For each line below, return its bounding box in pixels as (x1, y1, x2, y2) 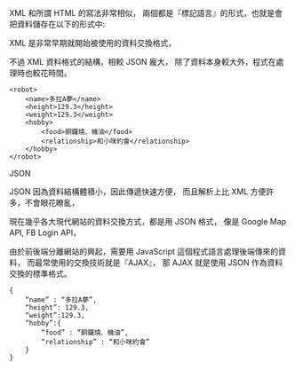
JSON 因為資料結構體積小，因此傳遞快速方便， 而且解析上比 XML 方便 (9, 186, 267, 197)
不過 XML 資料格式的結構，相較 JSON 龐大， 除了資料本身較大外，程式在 (9, 57, 277, 67)
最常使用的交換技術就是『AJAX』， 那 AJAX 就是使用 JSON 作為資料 (34, 257, 283, 268)
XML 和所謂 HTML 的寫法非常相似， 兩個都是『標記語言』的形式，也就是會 (9, 8, 283, 18)
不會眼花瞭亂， (24, 198, 80, 208)
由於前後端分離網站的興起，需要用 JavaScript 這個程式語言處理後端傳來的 (9, 247, 279, 256)
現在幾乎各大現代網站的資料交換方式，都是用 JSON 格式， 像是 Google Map (9, 216, 287, 226)
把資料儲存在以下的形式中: (9, 19, 106, 29)
